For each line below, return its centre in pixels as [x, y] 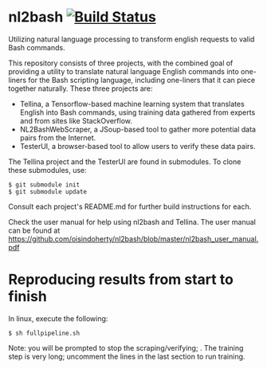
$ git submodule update [48, 191]
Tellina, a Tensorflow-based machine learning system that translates [132, 104]
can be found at [34, 230]
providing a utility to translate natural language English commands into [124, 71]
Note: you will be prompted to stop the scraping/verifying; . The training [126, 347]
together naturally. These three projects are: [80, 88]
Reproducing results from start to [121, 280]
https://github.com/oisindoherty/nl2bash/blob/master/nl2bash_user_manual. [133, 238]
